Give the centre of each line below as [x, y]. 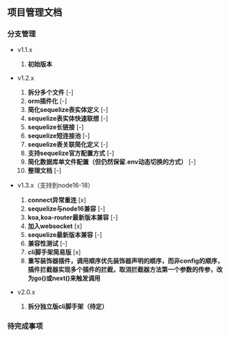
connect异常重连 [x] [57, 199]
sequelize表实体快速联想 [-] [68, 118]
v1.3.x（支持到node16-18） [56, 185]
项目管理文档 [35, 13]
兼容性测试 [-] [48, 243]
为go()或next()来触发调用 [64, 278]
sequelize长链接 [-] [56, 126]
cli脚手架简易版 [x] [54, 252]
